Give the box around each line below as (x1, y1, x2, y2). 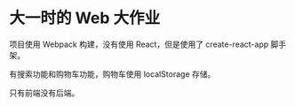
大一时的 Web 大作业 (9, 8, 161, 28)
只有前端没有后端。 (9, 87, 80, 98)
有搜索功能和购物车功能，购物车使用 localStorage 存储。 (9, 68, 216, 79)
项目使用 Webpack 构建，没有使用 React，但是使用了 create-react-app (9, 39, 269, 49)
